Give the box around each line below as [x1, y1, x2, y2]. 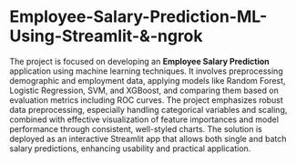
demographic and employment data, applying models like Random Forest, [9, 75, 286, 86]
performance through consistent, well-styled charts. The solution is [9, 123, 262, 134]
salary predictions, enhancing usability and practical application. [9, 143, 251, 154]
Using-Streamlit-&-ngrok [9, 25, 203, 46]
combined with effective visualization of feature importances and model [9, 114, 280, 125]
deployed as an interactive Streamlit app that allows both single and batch [9, 133, 287, 144]
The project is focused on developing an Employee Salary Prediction [9, 56, 270, 66]
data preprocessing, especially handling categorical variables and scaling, [9, 104, 288, 115]
